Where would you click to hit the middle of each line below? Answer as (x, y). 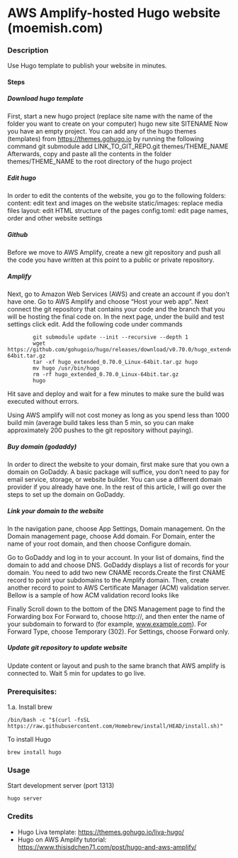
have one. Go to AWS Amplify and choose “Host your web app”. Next (108, 301)
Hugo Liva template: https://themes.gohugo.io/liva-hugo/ (101, 832)
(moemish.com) (55, 28)
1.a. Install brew (30, 707)
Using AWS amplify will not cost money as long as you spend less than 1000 (119, 415)
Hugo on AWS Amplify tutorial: (62, 840)
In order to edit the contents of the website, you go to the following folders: (117, 196)
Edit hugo (22, 177)
